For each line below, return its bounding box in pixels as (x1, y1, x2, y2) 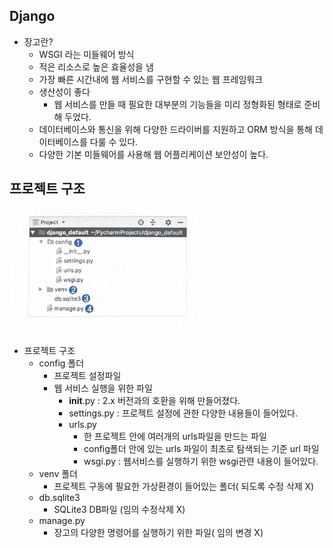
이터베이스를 (38, 135, 88, 148)
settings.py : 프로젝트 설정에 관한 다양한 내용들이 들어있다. (68, 407, 298, 419)
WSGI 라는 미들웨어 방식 (38, 48, 135, 60)
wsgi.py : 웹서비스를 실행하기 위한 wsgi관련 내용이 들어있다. (83, 455, 319, 467)
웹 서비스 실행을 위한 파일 (53, 382, 153, 394)
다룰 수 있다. (89, 135, 139, 148)
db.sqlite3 (38, 491, 81, 503)
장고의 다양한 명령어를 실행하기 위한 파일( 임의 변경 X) (53, 526, 264, 538)
